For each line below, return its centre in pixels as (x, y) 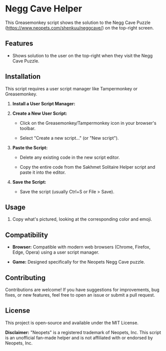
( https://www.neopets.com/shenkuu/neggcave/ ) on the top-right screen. (80, 27)
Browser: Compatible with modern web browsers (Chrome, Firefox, (81, 247)
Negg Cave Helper (44, 9)
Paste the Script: (30, 147)
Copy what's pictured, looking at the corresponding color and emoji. (82, 219)
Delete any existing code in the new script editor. (70, 157)
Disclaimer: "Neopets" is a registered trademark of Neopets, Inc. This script (83, 332)
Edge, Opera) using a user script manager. (56, 252)
